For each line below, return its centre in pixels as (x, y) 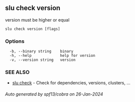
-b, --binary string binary (41, 51)
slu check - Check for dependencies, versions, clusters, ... (71, 83)
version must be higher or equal (37, 20)
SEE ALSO (17, 72)
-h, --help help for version (53, 56)
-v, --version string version (43, 60)
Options (15, 41)
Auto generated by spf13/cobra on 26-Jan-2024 (54, 94)
